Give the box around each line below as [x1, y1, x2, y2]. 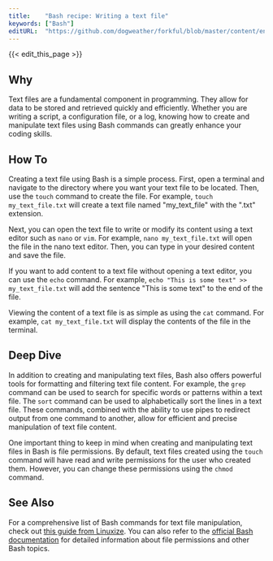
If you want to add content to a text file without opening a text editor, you [8, 266, 252, 276]
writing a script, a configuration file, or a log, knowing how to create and [8, 111, 250, 122]
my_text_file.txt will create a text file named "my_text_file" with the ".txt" [8, 200, 256, 210]
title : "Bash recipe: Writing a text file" [8, 11, 169, 20]
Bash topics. [8, 543, 50, 553]
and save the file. [8, 250, 67, 260]
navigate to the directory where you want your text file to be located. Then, [8, 183, 259, 192]
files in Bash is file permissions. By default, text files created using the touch [8, 446, 263, 456]
